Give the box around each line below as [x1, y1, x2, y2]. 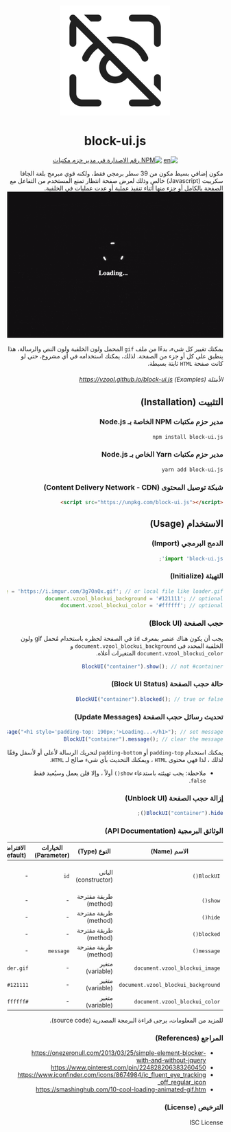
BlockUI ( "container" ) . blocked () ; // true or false [75, 695, 223, 703]
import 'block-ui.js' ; [158, 555, 223, 562]
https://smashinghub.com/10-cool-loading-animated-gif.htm [35, 1085, 206, 1093]
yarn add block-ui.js [161, 466, 223, 473]
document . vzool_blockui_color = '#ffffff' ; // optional [60, 602, 223, 609]
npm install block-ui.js [152, 433, 223, 440]
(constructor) [75, 875, 113, 884]
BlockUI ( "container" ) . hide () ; [136, 810, 223, 817]
